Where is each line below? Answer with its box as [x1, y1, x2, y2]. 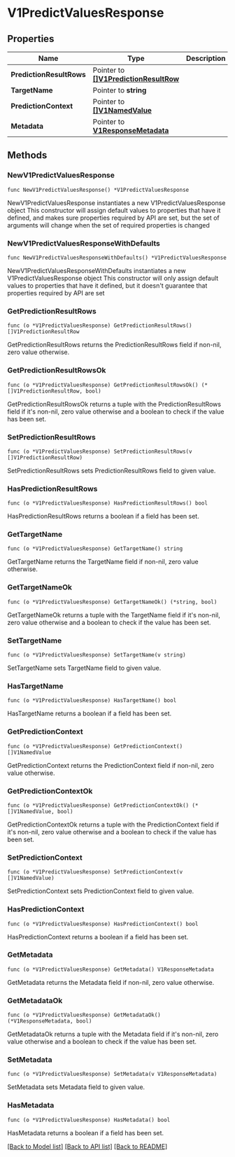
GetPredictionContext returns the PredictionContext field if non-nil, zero [7, 761, 215, 769]
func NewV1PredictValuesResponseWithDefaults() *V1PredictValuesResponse [7, 254, 227, 261]
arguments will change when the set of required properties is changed [7, 220, 210, 229]
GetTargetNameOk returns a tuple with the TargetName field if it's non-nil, [7, 610, 220, 619]
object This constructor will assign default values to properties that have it [7, 206, 221, 214]
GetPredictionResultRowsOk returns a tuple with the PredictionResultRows [7, 400, 222, 408]
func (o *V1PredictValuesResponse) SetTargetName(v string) [7, 652, 187, 659]
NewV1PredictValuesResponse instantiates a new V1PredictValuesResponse [7, 198, 226, 207]
